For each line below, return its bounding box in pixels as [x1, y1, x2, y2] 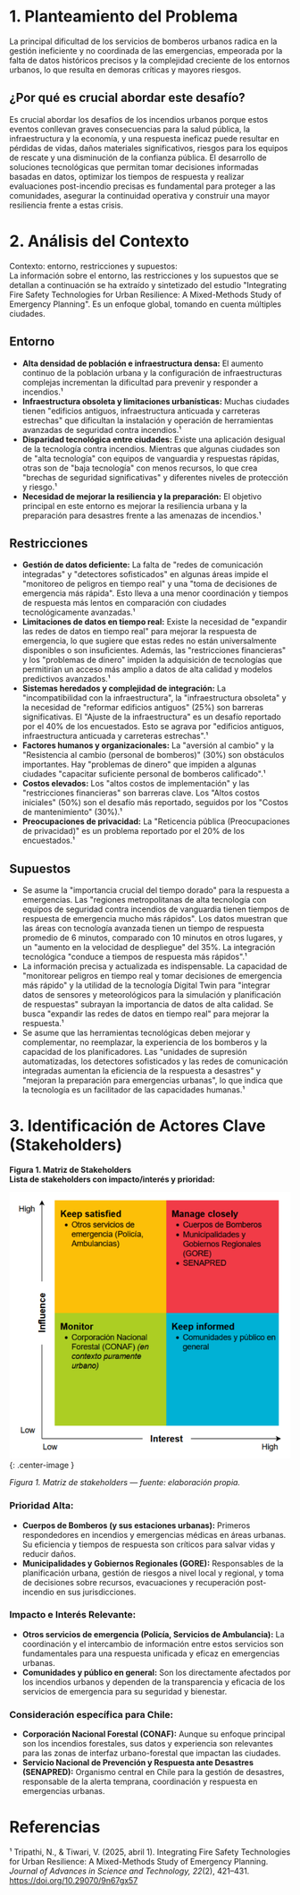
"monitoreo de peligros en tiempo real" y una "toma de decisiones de [21, 579, 278, 590]
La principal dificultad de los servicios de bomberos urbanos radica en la [9, 36, 278, 47]
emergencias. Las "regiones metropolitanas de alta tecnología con [21, 895, 267, 905]
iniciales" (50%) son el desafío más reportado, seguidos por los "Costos [21, 797, 288, 808]
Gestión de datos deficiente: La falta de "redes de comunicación [21, 559, 263, 570]
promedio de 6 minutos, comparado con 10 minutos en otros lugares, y [21, 932, 283, 943]
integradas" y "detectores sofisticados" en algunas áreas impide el [21, 569, 269, 580]
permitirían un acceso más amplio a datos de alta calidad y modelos [21, 664, 273, 675]
